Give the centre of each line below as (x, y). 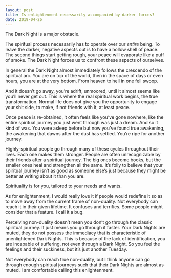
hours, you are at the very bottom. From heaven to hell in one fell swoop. (82, 81)
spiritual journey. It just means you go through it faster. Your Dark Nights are (85, 228)
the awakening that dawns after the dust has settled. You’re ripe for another (85, 134)
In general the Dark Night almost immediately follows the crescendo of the (84, 70)
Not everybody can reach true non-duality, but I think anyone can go (78, 260)
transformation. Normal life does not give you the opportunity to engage (81, 102)
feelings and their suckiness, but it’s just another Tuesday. (67, 249)
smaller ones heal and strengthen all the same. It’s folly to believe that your (84, 165)
